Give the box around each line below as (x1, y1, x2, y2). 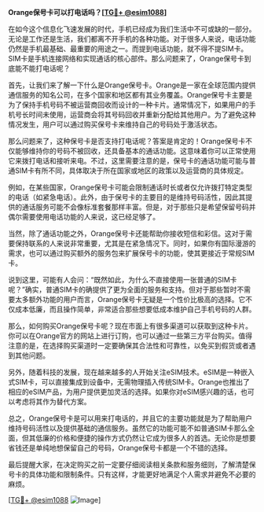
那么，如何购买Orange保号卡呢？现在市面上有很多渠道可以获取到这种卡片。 (8, 322, 253, 330)
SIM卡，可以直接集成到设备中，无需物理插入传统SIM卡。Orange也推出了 (14, 378, 250, 386)
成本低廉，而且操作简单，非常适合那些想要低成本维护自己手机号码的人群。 (14, 304, 256, 314)
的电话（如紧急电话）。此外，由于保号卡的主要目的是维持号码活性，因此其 (8, 193, 246, 201)
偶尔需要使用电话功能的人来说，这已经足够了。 (8, 212, 159, 221)
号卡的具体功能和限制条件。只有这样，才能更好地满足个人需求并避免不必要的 (8, 470, 256, 479)
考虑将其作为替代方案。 (14, 397, 91, 406)
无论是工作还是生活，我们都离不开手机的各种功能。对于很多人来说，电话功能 (8, 35, 256, 43)
